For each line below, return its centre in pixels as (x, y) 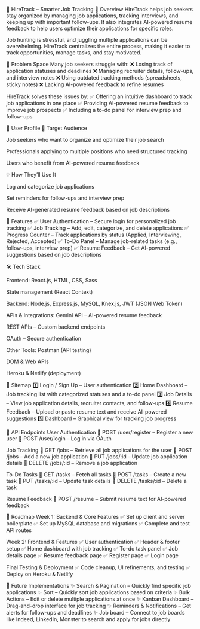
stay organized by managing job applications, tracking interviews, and (92, 16)
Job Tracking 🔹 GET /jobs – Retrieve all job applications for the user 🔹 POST (99, 450)
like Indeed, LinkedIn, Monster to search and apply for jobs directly (88, 619)
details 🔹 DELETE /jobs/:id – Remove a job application (72, 463)
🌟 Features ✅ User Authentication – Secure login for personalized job (91, 221)
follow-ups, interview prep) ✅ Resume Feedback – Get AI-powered (88, 248)
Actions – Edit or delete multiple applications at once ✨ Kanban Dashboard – (100, 599)
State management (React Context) (50, 292)
